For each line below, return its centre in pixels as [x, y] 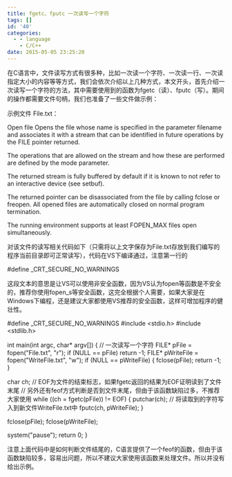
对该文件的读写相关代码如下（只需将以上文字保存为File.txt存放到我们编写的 [114, 246]
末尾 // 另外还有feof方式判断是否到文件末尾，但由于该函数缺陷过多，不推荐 [114, 390]
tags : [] [20, 20]
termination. [24, 211]
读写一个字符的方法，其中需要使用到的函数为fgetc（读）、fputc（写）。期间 [118, 90]
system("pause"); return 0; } [47, 435]
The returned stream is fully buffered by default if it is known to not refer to [114, 176]
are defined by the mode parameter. [58, 163]
